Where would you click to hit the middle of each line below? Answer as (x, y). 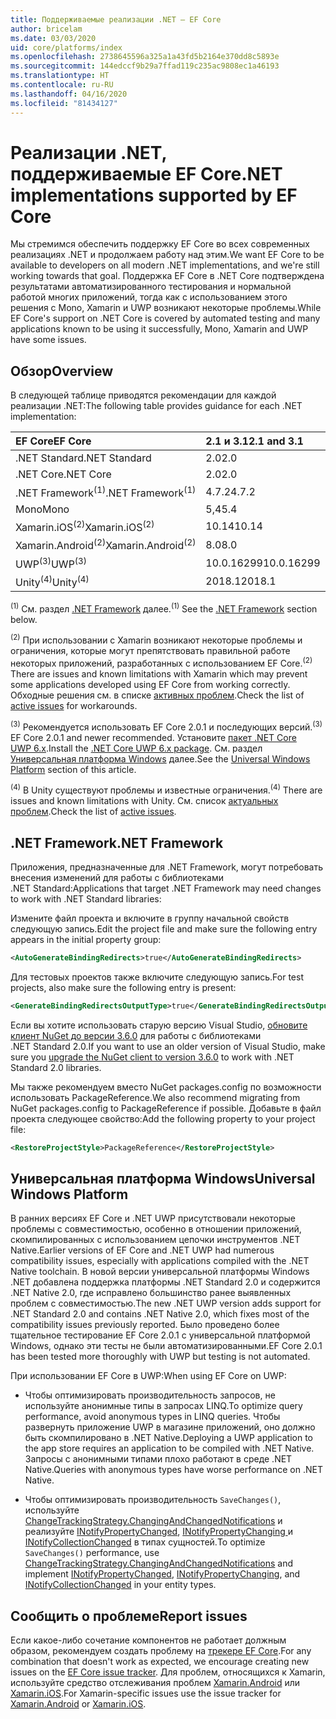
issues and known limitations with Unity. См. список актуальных (144, 801)
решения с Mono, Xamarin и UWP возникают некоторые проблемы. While (166, 308)
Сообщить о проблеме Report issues (129, 1616)
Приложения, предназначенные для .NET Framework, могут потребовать (166, 867)
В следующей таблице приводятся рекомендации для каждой (143, 395)
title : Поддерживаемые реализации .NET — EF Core (116, 19)
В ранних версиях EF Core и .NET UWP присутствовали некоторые (153, 1218)
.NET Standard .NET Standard (83, 458)
